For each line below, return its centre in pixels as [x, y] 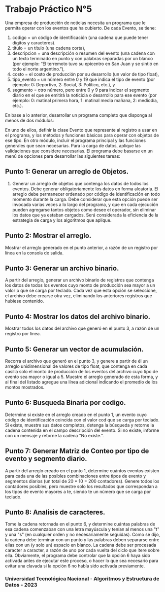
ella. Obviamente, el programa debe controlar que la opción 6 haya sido [78, 556]
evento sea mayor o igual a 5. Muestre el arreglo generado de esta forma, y [82, 377]
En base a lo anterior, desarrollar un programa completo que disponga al [79, 115]
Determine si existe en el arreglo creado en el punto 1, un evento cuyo [76, 415]
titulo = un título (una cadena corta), [49, 48]
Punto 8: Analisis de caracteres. [55, 512]
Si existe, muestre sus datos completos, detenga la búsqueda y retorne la [80, 425]
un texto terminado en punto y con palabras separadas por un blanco [82, 58]
